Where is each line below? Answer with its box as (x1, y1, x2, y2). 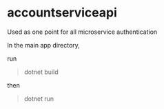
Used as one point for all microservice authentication (7, 28, 158, 36)
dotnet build (23, 68, 59, 76)
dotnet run (23, 95, 54, 103)
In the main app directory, (7, 41, 81, 49)
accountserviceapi (7, 5, 117, 21)
